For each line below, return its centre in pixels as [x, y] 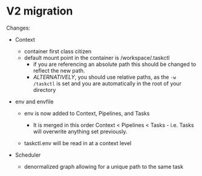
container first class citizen [58, 51]
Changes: [18, 28]
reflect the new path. [59, 70]
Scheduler [28, 155]
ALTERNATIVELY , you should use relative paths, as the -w [105, 77]
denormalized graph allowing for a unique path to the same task [103, 166]
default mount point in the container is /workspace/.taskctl [97, 57]
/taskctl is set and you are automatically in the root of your [107, 83]
